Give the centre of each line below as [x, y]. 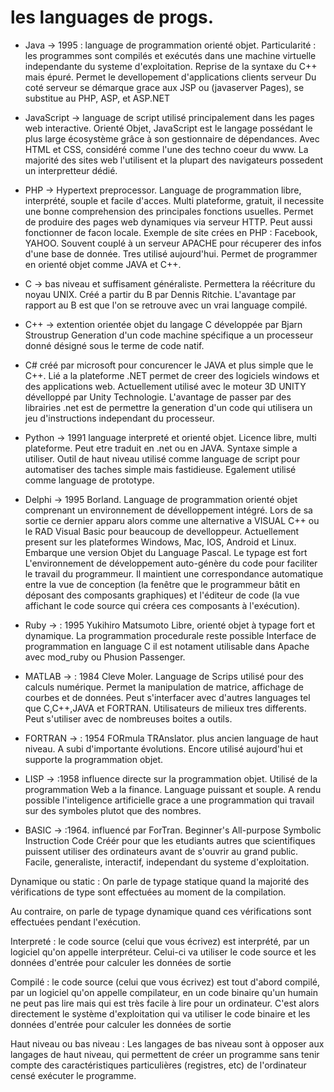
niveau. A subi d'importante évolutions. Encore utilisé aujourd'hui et [163, 748]
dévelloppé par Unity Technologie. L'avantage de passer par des [158, 397]
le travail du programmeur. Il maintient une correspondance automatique [174, 573]
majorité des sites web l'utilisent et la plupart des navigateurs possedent [174, 160]
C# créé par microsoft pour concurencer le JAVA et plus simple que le [169, 365]
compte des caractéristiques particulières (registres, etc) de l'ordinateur [158, 1065]
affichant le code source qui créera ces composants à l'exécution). [162, 605]
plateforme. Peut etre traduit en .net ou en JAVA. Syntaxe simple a [161, 448]
